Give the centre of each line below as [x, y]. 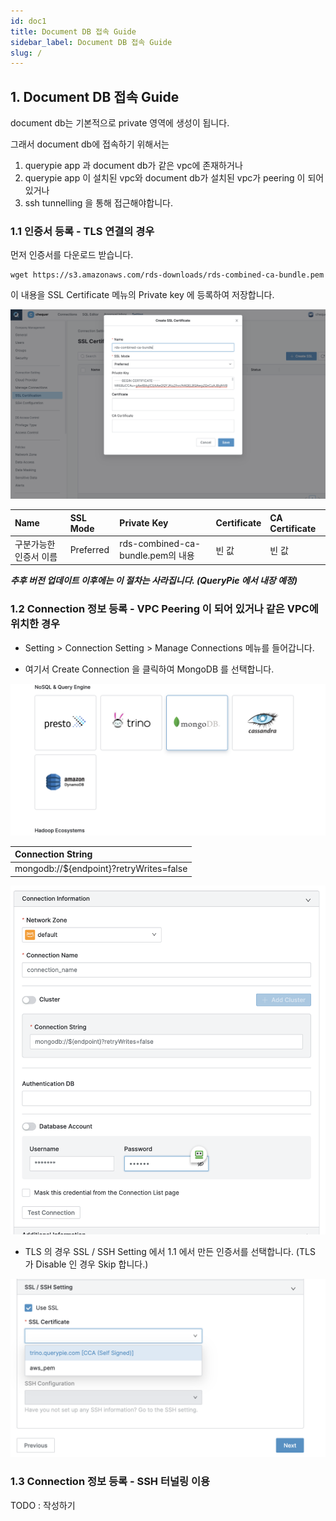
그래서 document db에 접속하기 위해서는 [90, 144]
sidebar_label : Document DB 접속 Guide [91, 42]
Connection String [53, 854]
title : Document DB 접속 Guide [73, 31]
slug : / [26, 53]
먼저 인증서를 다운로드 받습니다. [72, 255]
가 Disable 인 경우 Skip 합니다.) [86, 1264]
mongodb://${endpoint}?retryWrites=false [101, 869]
